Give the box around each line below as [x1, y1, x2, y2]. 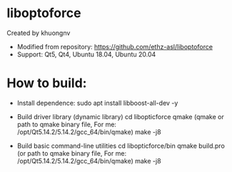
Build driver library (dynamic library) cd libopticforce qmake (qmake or [16, 112, 224, 121]
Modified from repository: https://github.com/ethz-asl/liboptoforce [16, 42, 213, 51]
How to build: [6, 75, 87, 91]
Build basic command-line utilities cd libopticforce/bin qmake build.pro [16, 141, 226, 150]
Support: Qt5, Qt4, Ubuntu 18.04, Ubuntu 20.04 [16, 50, 156, 59]
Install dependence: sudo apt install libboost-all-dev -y [16, 98, 178, 107]
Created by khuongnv [6, 29, 71, 37]
